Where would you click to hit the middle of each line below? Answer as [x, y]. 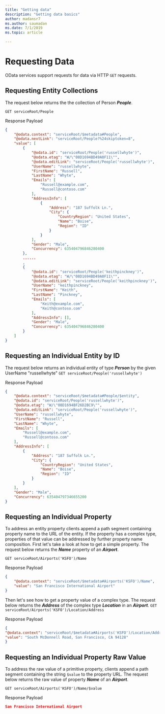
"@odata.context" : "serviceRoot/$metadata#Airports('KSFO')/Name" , [84, 581]
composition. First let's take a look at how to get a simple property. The [77, 544]
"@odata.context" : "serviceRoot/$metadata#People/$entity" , [77, 396]
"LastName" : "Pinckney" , [57, 295]
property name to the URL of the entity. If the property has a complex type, [81, 534]
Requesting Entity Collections [52, 91]
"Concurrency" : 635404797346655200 [50, 497]
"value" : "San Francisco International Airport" [65, 586]
